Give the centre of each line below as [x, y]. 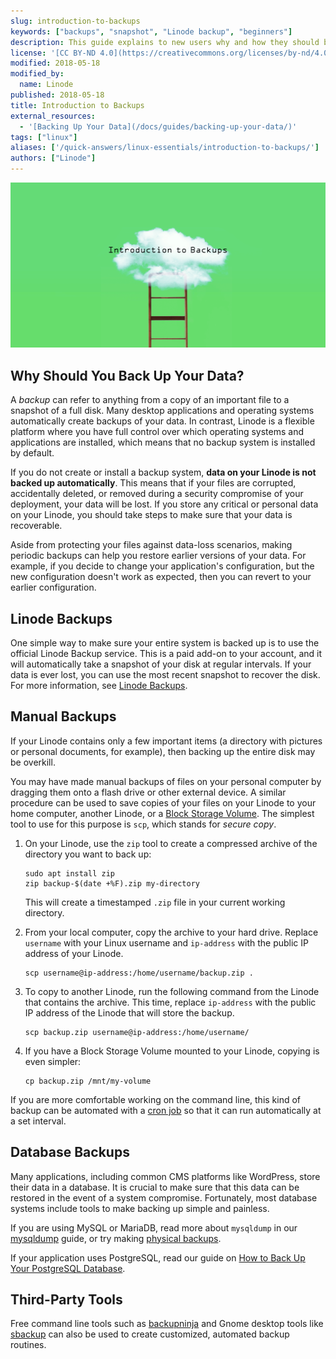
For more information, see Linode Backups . [99, 685]
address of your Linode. [74, 953]
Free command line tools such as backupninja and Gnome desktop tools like [167, 1324]
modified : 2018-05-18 [55, 63]
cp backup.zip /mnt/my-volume [88, 1081]
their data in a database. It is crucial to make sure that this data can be [155, 1187]
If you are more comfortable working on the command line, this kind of [156, 1099]
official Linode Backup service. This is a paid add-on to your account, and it [166, 653]
